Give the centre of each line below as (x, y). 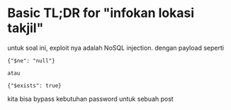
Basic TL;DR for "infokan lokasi (101, 13)
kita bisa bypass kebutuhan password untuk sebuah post (90, 99)
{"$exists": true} (34, 86)
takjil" (26, 28)
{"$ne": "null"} (31, 61)
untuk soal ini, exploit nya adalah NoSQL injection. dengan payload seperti (116, 48)
